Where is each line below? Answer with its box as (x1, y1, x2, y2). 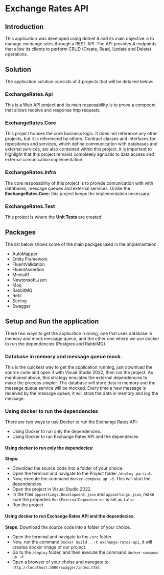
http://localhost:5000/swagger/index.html (12, 565, 100, 570)
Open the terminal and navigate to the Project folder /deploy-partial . (12, 470, 153, 477)
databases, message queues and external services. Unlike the (5, 185, 131, 191)
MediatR (12, 271, 29, 278)
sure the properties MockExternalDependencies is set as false (12, 497, 135, 503)
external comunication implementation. (5, 157, 84, 163)
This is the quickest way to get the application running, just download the (5, 364, 153, 370)
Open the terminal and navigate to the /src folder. (12, 534, 113, 540)
